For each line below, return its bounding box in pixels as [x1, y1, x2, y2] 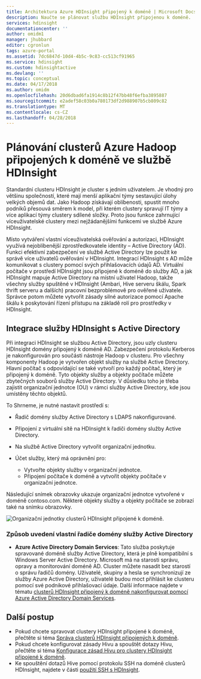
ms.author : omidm [6, 87, 50, 93]
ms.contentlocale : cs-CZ [6, 109, 68, 115]
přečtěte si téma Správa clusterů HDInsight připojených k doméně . [14, 634, 179, 642]
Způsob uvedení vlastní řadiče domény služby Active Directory [6, 530, 193, 538]
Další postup [6, 612, 54, 622]
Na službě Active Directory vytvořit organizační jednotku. [14, 443, 156, 450]
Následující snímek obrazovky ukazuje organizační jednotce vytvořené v [6, 491, 185, 498]
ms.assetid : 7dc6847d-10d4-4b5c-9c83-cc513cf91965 [6, 53, 135, 59]
